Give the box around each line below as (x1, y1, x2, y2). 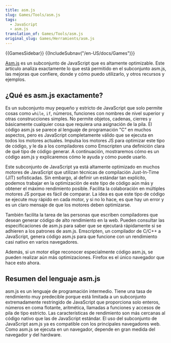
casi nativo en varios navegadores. (5, 239, 79, 245)
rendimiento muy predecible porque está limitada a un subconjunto (5, 293, 146, 299)
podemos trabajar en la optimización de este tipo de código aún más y (5, 180, 154, 186)
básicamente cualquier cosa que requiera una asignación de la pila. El (5, 121, 152, 127)
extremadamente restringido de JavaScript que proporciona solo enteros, (5, 299, 160, 305)
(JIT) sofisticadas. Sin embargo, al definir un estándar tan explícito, (5, 175, 146, 181)
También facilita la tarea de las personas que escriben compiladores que (5, 211, 158, 218)
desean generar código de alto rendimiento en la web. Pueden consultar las (5, 217, 165, 223)
